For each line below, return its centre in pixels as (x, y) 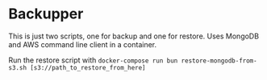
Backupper (46, 14)
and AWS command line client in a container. (83, 44)
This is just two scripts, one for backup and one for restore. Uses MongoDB (134, 36)
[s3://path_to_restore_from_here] (88, 68)
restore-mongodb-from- (219, 61)
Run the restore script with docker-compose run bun (93, 60)
